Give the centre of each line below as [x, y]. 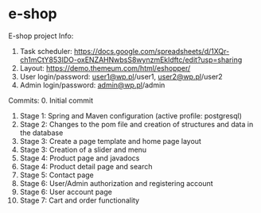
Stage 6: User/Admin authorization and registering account [116, 183]
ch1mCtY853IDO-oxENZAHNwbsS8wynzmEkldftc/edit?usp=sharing [131, 60]
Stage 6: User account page [66, 192]
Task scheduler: [46, 51]
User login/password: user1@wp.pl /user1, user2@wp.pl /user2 [121, 76]
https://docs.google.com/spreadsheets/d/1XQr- [152, 51]
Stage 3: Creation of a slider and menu [83, 149]
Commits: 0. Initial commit [51, 100]
